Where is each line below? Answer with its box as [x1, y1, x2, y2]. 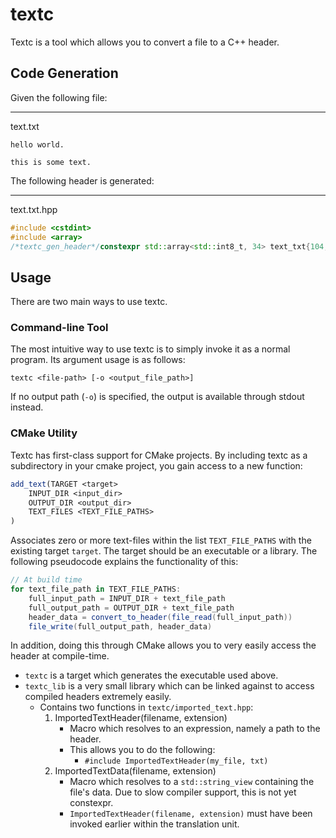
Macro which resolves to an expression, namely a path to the [69, 723, 321, 735]
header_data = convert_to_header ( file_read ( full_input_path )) [28, 612, 293, 622]
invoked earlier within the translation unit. [69, 818, 240, 830]
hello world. [10, 139, 65, 150]
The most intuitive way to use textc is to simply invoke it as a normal [10, 343, 291, 355]
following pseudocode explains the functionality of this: [10, 556, 239, 568]
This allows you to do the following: [69, 744, 216, 756]
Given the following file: [10, 91, 108, 103]
